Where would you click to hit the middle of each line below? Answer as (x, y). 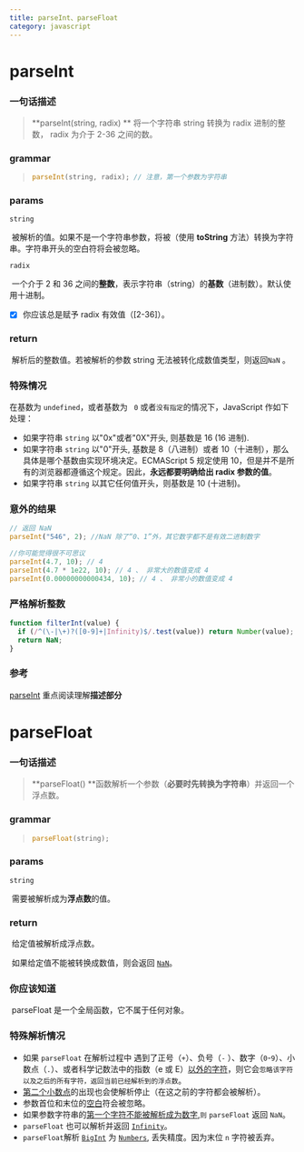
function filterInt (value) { (64, 623)
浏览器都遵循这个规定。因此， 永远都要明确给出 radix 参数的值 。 (157, 472)
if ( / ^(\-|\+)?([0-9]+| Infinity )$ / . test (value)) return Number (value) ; (156, 631)
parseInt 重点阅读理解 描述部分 (66, 695)
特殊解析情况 (38, 1036)
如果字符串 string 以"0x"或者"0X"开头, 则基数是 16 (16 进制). (136, 438)
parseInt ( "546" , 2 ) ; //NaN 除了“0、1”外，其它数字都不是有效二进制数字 (135, 537)
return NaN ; (40, 640)
